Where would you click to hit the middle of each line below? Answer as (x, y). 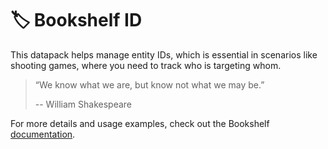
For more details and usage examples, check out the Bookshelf (140, 123)
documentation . (43, 134)
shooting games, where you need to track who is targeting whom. (146, 65)
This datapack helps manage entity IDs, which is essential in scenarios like (164, 54)
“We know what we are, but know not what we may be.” (149, 84)
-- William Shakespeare (83, 104)
